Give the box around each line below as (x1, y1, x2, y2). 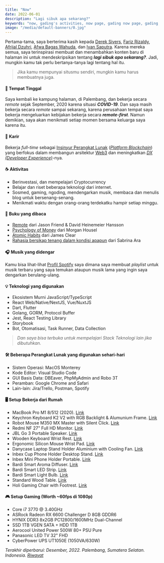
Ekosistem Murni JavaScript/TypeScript (12, 294, 92, 300)
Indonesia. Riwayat (5, 552, 44, 558)
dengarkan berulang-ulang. (5, 272, 60, 278)
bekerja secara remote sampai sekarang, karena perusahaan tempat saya (5, 107, 153, 113)
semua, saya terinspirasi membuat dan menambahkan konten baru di (5, 49, 144, 55)
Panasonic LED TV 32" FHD (12, 532, 68, 538)
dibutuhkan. (17, 340, 41, 346)
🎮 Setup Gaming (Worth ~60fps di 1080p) (5, 494, 93, 499)
